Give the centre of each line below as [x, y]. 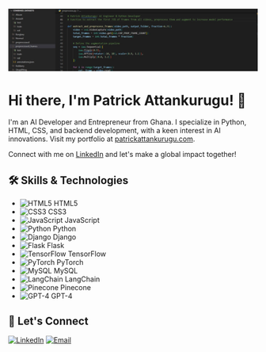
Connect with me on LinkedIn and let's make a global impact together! [122, 155]
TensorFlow [87, 254]
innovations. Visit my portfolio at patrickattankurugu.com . [102, 139]
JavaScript [82, 220]
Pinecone [76, 288]
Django [65, 237]
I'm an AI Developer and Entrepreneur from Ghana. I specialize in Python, [127, 122]
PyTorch [70, 262]
